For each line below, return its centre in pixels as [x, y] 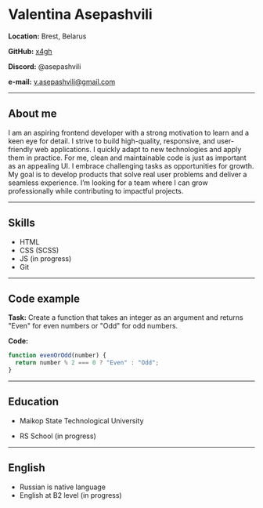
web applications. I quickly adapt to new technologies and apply [138, 149]
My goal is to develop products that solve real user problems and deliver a [128, 174]
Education [34, 402]
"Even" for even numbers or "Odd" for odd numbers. [93, 326]
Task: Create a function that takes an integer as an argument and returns [126, 317]
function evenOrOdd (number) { [58, 356]
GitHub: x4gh [30, 51]
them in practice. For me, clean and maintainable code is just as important [127, 158]
